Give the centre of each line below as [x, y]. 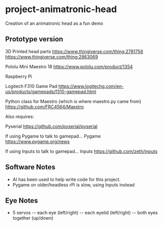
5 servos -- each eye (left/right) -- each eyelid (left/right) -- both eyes [85, 213]
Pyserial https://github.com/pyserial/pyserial [51, 126]
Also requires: [20, 116]
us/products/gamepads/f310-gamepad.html [51, 92]
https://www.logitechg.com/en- [91, 86]
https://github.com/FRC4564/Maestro [45, 107]
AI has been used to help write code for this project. [67, 179]
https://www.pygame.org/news [37, 141]
